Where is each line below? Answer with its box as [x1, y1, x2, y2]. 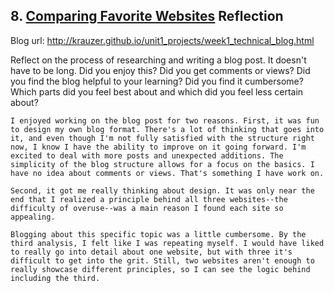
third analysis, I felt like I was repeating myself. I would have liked [10, 238, 325, 248]
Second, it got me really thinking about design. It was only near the [10, 185, 315, 196]
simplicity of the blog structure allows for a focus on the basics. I [10, 159, 315, 169]
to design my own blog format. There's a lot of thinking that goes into [10, 124, 325, 134]
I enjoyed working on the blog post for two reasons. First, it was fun [10, 115, 320, 126]
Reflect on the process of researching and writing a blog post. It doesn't [10, 54, 307, 66]
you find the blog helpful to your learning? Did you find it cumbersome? [10, 75, 304, 87]
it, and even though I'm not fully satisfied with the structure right [10, 133, 315, 143]
